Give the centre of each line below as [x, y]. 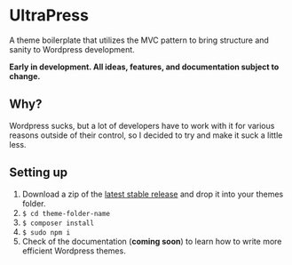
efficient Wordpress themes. [74, 251]
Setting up [39, 173]
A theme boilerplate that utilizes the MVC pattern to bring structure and [139, 40]
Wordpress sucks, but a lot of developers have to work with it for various [142, 125]
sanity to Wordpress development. [72, 49]
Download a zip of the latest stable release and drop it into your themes [153, 194]
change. [25, 76]
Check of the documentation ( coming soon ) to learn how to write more [152, 241]
